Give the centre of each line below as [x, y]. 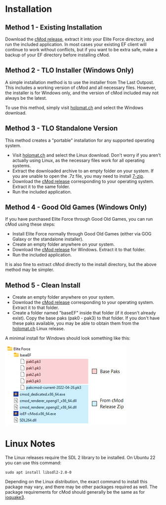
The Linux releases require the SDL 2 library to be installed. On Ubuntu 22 [80, 458]
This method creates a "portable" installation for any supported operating [80, 140]
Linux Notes [30, 444]
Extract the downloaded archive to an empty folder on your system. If [83, 171]
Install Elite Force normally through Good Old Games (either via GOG [82, 234]
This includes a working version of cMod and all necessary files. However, [81, 87]
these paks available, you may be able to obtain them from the [76, 323]
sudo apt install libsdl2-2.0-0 [38, 472]
